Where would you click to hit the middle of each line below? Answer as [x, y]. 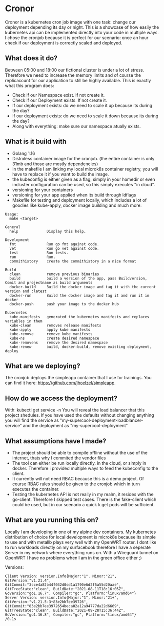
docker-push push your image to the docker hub [64, 304]
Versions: [15, 567]
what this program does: [30, 86]
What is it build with [36, 141]
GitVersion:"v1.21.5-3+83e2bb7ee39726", [47, 602]
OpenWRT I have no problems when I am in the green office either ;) [73, 558]
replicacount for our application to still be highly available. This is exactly [78, 80]
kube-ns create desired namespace [54, 338]
